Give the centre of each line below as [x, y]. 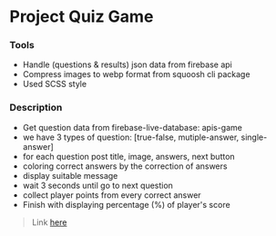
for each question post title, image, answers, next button [128, 156]
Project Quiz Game [82, 17]
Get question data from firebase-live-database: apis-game [133, 127]
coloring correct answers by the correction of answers [125, 166]
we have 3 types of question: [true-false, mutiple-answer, [131, 137]
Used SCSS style [55, 84]
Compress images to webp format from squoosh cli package [136, 74]
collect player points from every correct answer [112, 195]
